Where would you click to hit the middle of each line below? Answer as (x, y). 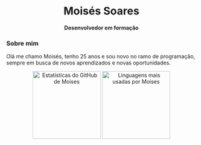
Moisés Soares (101, 11)
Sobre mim (23, 43)
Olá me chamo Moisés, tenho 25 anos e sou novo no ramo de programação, (101, 57)
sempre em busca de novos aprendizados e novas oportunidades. (88, 63)
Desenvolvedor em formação (101, 28)
